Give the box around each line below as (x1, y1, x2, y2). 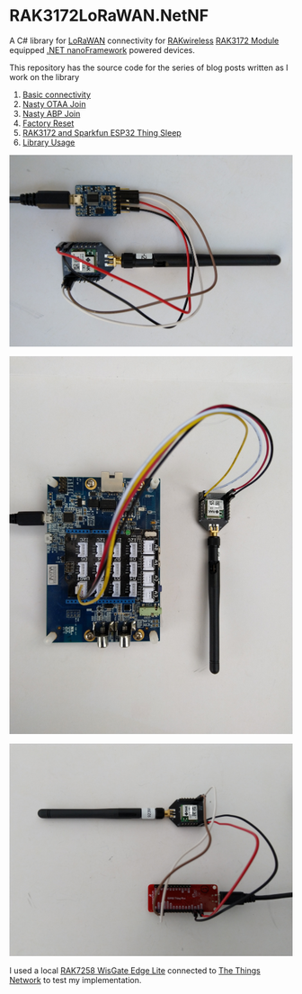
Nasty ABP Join (22, 108, 81, 119)
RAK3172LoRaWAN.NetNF (9, 5, 209, 26)
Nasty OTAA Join (22, 98, 86, 109)
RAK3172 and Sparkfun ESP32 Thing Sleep (22, 127, 182, 138)
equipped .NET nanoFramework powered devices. (9, 44, 195, 55)
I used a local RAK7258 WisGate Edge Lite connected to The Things (9, 965, 261, 976)
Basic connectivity (22, 89, 92, 100)
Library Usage (22, 137, 75, 148)
